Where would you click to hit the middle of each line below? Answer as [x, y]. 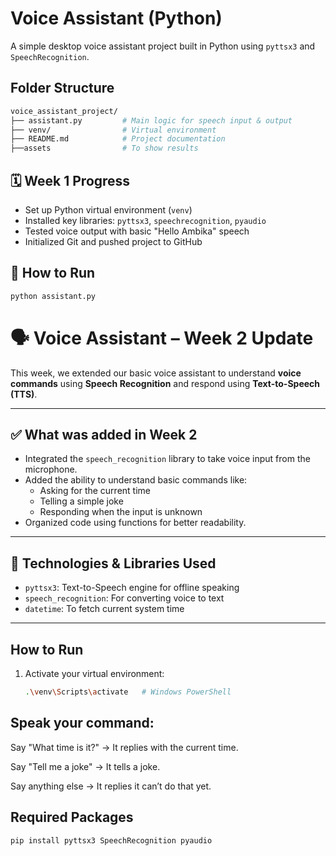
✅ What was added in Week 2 [104, 434]
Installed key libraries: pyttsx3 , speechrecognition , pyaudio [145, 220]
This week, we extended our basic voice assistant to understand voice [156, 373]
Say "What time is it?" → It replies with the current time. [124, 747]
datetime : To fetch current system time [104, 609]
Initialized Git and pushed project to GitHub [113, 241]
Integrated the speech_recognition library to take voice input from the [167, 459]
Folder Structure [62, 88]
